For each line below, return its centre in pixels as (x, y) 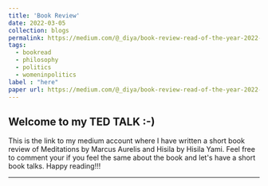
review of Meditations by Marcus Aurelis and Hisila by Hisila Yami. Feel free (132, 149)
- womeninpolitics (46, 75)
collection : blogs (39, 30)
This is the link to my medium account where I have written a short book (127, 141)
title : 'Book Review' (44, 15)
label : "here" (33, 82)
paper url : (26, 89)
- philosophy (37, 60)
